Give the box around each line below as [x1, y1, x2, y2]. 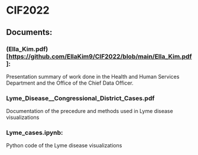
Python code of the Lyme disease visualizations [6, 142, 122, 149]
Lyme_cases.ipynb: [6, 128, 63, 137]
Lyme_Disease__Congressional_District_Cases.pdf [6, 94, 155, 102]
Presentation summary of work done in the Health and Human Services [6, 73, 180, 80]
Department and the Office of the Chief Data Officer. [6, 79, 134, 86]
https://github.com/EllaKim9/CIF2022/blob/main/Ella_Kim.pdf [8, 52, 192, 60]
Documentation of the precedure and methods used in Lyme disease [6, 108, 173, 115]
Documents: [6, 27, 53, 37]
